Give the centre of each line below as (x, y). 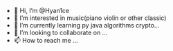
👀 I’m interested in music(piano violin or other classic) (90, 18)
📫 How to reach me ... (46, 40)
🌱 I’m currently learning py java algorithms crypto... (86, 25)
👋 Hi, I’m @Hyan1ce (42, 11)
